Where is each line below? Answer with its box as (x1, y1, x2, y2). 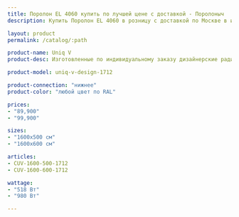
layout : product (7, 30, 55, 37)
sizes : (7, 127, 27, 134)
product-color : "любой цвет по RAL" (7, 88, 116, 95)
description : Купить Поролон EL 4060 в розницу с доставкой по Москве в (7, 17, 228, 24)
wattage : (7, 179, 33, 186)
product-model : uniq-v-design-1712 (7, 69, 113, 76)
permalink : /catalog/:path (7, 36, 87, 43)
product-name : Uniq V (7, 49, 72, 57)
